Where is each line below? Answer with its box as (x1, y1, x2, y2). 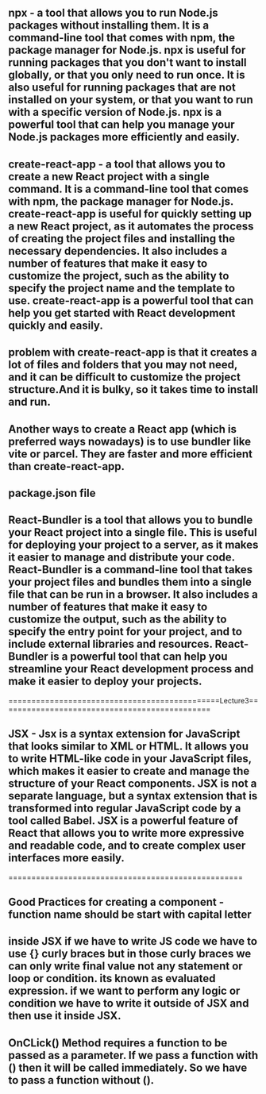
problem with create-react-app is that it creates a (8, 345, 257, 360)
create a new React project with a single (8, 170, 210, 183)
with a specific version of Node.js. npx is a (8, 106, 222, 119)
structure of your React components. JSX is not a (8, 777, 257, 791)
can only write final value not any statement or (8, 960, 244, 973)
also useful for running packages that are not (8, 81, 236, 94)
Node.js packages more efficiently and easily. (8, 130, 241, 144)
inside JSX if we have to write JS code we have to (8, 934, 258, 948)
